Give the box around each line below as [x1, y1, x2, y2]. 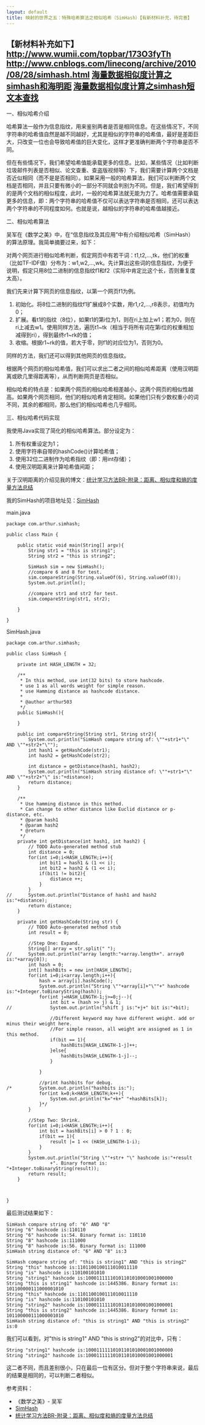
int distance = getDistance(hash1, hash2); [28, 764, 140, 770]
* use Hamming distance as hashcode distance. [20, 688, 140, 694]
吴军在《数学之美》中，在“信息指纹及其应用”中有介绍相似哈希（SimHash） [6, 231, 194, 238]
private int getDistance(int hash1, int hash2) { [17, 838, 146, 845]
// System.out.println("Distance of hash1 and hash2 [6, 892, 157, 899]
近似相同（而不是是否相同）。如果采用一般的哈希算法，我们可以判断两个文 [11, 174, 196, 181]
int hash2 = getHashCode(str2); [28, 753, 111, 759]
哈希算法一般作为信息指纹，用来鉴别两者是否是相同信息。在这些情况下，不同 [6, 123, 199, 131]
